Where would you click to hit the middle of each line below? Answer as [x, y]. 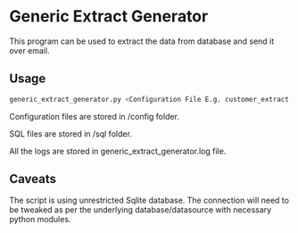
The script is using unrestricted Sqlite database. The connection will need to [149, 200]
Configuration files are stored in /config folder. [95, 116]
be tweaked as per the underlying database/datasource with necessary [141, 210]
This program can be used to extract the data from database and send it [142, 41]
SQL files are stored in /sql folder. [70, 133]
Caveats [33, 179]
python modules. [40, 220]
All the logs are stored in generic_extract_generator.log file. [118, 151]
